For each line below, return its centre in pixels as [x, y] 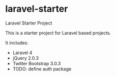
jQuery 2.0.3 [26, 58]
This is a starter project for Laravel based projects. [58, 33]
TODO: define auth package [42, 69]
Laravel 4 [22, 53]
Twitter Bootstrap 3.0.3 [37, 63]
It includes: [17, 43]
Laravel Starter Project [29, 23]
